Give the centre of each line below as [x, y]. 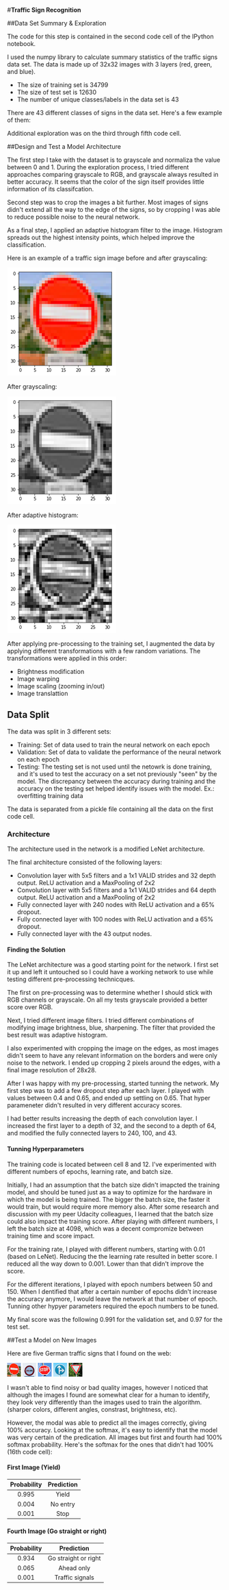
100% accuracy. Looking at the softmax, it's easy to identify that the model [112, 1430]
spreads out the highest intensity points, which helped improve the [101, 237]
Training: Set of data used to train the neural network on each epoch [113, 745]
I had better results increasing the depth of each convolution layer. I [102, 1119]
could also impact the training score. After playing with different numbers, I [112, 1221]
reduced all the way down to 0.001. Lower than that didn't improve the [106, 1264]
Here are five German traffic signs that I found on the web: [89, 1353]
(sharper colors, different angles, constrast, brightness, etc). [92, 1409]
